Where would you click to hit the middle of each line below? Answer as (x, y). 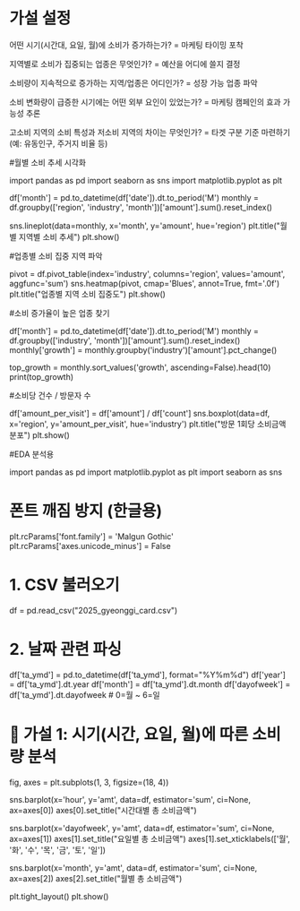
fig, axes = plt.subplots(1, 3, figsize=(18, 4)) (89, 782)
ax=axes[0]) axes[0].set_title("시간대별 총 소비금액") (103, 810)
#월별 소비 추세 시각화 (48, 162)
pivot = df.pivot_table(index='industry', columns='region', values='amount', (147, 273)
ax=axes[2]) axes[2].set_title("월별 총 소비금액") (96, 878)
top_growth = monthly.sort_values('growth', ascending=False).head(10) (140, 367)
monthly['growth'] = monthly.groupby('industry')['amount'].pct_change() (143, 349)
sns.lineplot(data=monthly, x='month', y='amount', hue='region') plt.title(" (145, 226)
